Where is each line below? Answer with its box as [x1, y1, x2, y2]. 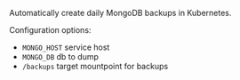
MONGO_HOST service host [21, 42, 110, 52]
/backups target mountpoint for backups [21, 61, 169, 71]
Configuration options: [9, 25, 92, 35]
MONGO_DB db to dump [21, 52, 100, 61]
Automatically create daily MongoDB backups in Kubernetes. [9, 8, 232, 18]
